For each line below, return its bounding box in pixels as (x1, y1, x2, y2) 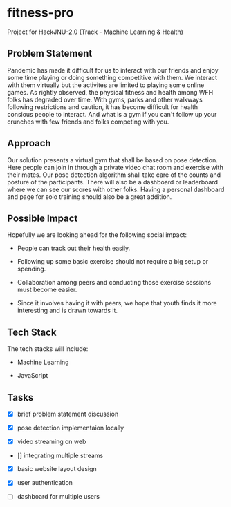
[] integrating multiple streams (17, 451, 104, 460)
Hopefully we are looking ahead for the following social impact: (7, 231, 187, 239)
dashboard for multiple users (17, 492, 100, 501)
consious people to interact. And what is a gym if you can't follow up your (7, 110, 217, 118)
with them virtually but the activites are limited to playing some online (7, 81, 205, 89)
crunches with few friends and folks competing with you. (7, 117, 169, 126)
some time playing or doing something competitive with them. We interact (7, 73, 218, 82)
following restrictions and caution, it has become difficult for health (7, 102, 198, 111)
